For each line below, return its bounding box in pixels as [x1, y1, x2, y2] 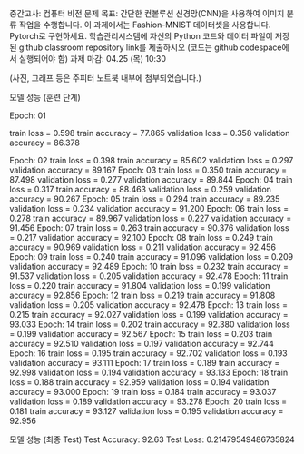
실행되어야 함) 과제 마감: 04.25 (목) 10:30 [18, 54, 166, 64]
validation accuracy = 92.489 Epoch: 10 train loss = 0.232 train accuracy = [9, 262, 289, 271]
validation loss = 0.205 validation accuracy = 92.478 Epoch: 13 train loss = [9, 300, 289, 311]
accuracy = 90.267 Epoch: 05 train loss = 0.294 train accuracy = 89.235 [9, 193, 280, 204]
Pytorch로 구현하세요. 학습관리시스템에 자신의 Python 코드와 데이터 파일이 [9, 31, 274, 41]
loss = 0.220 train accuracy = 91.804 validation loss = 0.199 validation [9, 281, 270, 291]
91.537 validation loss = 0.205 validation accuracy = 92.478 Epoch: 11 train [9, 271, 289, 281]
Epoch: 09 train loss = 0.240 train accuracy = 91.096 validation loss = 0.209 [9, 252, 293, 262]
